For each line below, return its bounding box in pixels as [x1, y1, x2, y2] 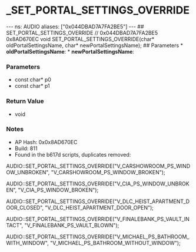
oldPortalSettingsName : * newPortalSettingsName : [6, 48, 134, 55]
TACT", [6, 221, 24, 228]
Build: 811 [14, 145, 38, 152]
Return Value [6, 97, 44, 105]
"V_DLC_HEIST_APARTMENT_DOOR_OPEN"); [45, 204, 154, 211]
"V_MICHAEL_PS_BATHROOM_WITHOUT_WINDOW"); [49, 239, 181, 246]
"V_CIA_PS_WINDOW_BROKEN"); [18, 186, 99, 193]
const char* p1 [14, 82, 50, 89]
